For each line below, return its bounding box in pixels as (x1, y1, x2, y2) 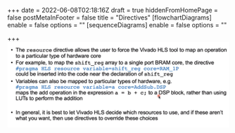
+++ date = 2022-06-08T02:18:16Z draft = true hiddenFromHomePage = (7, 6, 218, 14)
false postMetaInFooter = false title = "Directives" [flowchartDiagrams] (7, 13, 212, 22)
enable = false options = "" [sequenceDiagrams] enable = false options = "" (7, 21, 227, 29)
